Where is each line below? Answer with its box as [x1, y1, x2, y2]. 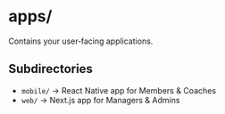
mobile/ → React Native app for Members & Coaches [21, 85, 216, 95]
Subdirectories [8, 61, 93, 77]
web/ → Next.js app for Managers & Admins [21, 94, 180, 105]
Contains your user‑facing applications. [8, 36, 154, 46]
